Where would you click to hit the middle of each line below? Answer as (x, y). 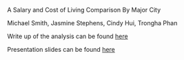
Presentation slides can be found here (61, 49)
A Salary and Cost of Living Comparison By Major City (84, 10)
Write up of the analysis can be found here (68, 36)
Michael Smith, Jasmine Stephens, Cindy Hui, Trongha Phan (92, 23)
